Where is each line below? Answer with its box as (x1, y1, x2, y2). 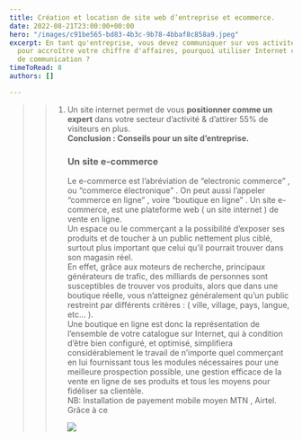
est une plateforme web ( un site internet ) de (111, 204, 280, 216)
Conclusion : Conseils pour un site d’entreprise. (67, 132, 250, 144)
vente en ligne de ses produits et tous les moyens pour (67, 376, 271, 387)
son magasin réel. (67, 252, 133, 263)
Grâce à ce (67, 405, 109, 416)
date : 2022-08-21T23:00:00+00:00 (9, 22, 135, 31)
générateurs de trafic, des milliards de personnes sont (67, 271, 268, 282)
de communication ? (17, 55, 91, 64)
